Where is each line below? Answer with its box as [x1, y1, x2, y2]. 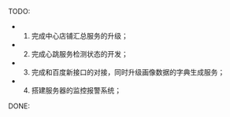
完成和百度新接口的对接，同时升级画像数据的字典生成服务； [31, 68, 225, 77]
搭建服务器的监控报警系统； [31, 86, 122, 95]
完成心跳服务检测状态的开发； [31, 49, 128, 58]
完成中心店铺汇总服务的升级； [31, 31, 128, 40]
